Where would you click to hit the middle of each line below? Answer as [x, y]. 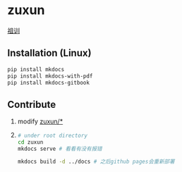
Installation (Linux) [49, 53]
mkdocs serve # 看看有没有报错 [60, 149]
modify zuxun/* [40, 121]
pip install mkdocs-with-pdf [50, 76]
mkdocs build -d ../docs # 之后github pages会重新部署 [96, 161]
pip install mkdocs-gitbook [49, 82]
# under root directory [53, 136]
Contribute [32, 104]
